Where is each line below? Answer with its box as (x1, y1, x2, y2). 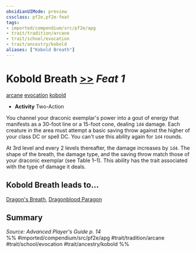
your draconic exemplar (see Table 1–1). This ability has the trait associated (6, 157, 188, 164)
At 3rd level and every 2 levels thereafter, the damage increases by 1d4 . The (6, 144, 190, 151)
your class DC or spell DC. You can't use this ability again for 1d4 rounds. (6, 133, 182, 140)
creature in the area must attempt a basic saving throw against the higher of (6, 127, 190, 134)
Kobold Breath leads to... (6, 180, 99, 190)
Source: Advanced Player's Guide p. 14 (6, 228, 101, 235)
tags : (6, 19, 19, 25)
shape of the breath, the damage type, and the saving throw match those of (6, 150, 190, 157)
